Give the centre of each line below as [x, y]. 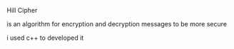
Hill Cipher [22, 10]
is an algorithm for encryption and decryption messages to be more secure [117, 24]
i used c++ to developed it [45, 38]
